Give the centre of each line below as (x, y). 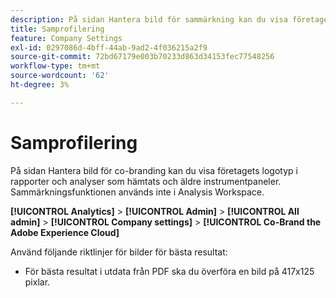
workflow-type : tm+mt (55, 66)
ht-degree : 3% (40, 85)
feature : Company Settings (66, 38)
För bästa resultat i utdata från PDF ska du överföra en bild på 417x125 (169, 271)
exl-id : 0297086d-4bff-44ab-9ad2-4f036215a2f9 (109, 47)
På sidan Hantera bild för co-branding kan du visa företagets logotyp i (154, 170)
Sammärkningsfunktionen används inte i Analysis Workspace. (137, 192)
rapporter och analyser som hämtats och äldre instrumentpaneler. (146, 181)
